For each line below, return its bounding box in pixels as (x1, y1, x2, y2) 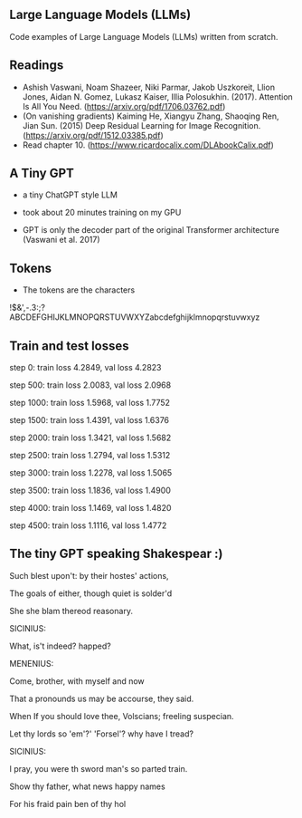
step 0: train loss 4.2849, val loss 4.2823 (9, 362, 162, 373)
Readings (9, 58, 64, 73)
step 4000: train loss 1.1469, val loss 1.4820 (9, 503, 172, 514)
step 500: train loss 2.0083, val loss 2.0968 (9, 380, 172, 390)
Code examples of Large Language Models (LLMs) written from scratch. (9, 31, 278, 42)
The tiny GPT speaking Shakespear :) (9, 546, 223, 562)
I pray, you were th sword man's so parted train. (9, 763, 188, 774)
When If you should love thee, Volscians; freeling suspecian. (9, 710, 234, 721)
